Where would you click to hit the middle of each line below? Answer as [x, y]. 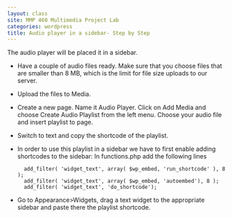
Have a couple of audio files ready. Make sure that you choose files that [120, 66]
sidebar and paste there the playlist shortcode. [84, 208]
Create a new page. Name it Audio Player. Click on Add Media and [111, 107]
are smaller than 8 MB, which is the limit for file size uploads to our [112, 73]
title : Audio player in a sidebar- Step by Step [79, 33]
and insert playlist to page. [55, 122]
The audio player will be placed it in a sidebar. [72, 53]
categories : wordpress [40, 26]
